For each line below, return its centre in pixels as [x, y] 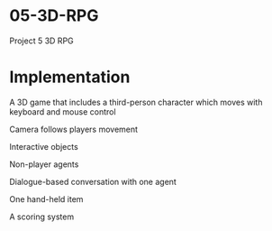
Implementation [70, 77]
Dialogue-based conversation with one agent [93, 181]
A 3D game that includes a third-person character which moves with [136, 102]
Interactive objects [44, 146]
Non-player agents [44, 164]
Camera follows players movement [73, 129]
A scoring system [42, 217]
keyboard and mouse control [63, 111]
